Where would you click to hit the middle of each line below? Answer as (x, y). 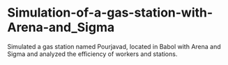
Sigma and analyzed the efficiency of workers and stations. (92, 54)
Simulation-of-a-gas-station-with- (110, 13)
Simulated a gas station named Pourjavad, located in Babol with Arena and (114, 46)
